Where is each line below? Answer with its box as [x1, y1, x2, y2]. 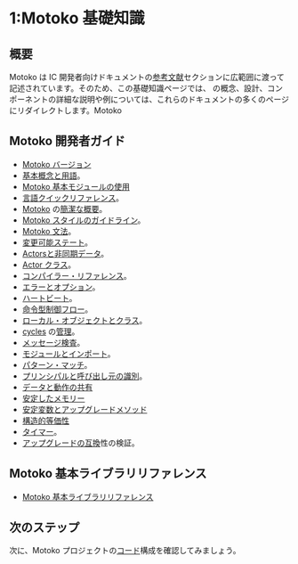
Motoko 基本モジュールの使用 [21, 181, 131, 192]
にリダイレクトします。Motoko [9, 105, 123, 116]
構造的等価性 [21, 415, 69, 426]
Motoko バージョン [21, 159, 92, 169]
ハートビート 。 [21, 292, 77, 303]
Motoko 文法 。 [21, 225, 77, 236]
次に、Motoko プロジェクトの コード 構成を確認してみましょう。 [9, 545, 241, 556]
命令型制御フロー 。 [21, 304, 93, 315]
